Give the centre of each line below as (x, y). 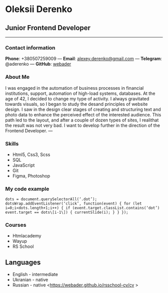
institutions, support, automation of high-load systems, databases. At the (80, 93)
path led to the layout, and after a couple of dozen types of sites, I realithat (82, 120)
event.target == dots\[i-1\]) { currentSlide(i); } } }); (67, 212)
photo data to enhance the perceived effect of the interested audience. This (83, 114)
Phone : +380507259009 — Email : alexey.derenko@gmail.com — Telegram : (84, 59)
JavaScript (23, 165)
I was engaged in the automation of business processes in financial (74, 88)
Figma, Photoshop (31, 176)
